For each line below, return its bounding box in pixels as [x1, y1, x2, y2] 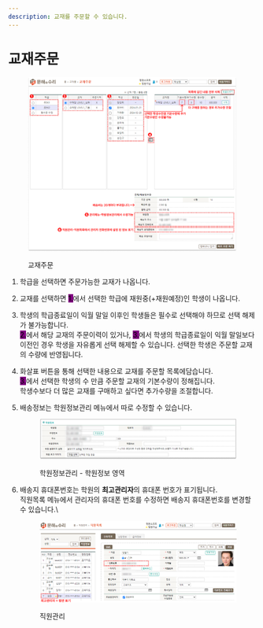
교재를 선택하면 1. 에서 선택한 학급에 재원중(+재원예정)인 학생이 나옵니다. [19, 294, 241, 303]
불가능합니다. [28, 320, 69, 330]
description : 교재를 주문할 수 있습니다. [8, 13, 128, 20]
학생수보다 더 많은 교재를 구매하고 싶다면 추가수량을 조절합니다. [19, 386, 214, 396]
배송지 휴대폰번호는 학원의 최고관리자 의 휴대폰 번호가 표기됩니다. [19, 485, 218, 494]
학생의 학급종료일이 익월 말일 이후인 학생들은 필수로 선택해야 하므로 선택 [19, 311, 241, 320]
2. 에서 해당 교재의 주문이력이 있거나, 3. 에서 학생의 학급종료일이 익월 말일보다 [19, 331, 255, 340]
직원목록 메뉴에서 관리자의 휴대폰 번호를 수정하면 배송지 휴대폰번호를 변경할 [19, 494, 252, 504]
